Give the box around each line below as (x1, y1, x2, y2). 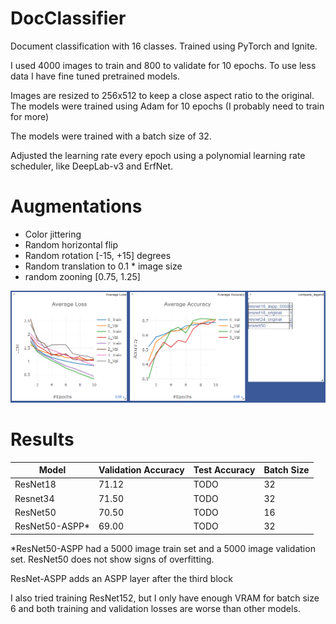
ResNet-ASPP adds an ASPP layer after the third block (10, 572, 233, 584)
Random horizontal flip (24, 238, 119, 251)
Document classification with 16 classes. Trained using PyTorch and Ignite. (10, 40, 318, 52)
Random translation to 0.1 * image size (24, 260, 183, 272)
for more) (10, 110, 50, 122)
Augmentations (10, 195, 143, 218)
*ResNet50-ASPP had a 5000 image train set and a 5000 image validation (10, 542, 316, 554)
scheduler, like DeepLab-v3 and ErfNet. (10, 160, 174, 172)
